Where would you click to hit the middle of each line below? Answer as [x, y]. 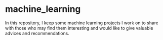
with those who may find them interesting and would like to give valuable [79, 28]
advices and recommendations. [37, 33]
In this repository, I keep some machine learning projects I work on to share [82, 23]
